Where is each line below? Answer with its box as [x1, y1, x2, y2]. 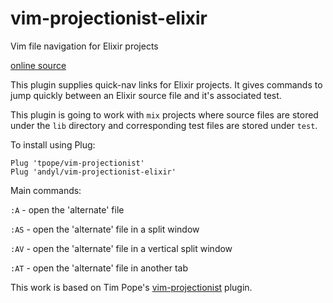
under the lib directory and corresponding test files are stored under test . [10, 119, 318, 131]
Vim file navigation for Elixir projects [10, 40, 159, 52]
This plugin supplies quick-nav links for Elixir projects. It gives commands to [10, 78, 323, 91]
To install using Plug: [10, 138, 96, 151]
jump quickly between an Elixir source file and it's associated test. [10, 89, 282, 101]
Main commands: [10, 184, 82, 196]
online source [10, 59, 67, 71]
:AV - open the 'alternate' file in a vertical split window [10, 242, 233, 254]
